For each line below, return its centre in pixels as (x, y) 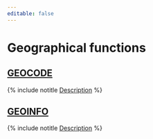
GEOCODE (30, 73)
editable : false (30, 13)
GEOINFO (28, 112)
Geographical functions (77, 47)
